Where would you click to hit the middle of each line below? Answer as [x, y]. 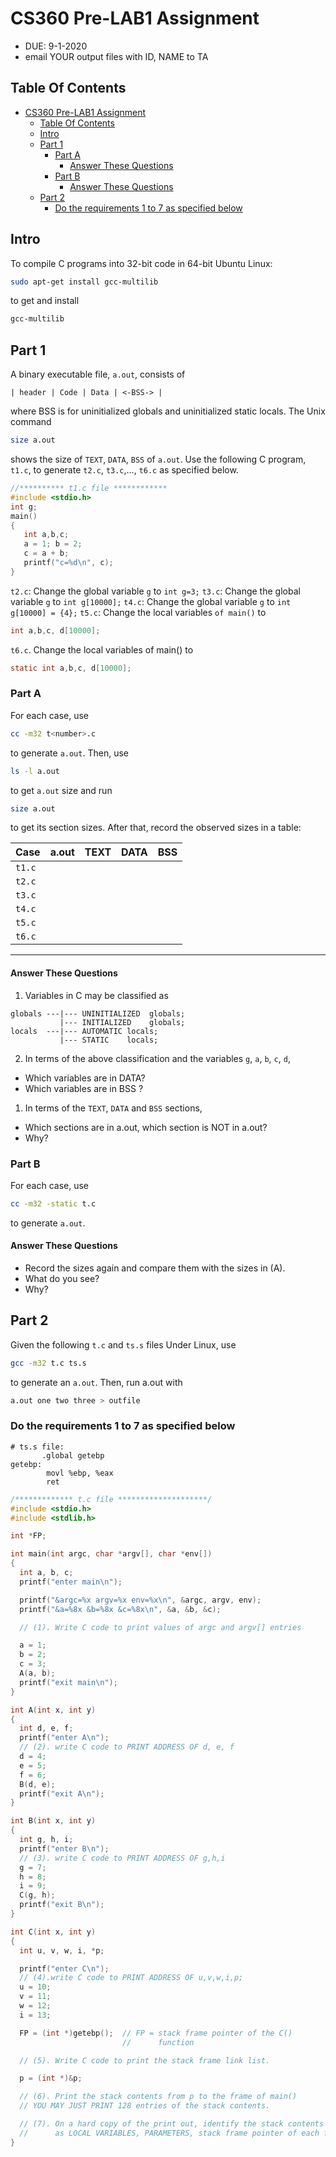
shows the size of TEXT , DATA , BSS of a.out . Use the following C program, [158, 459]
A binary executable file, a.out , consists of [98, 374]
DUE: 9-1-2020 [56, 46]
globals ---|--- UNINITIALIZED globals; [98, 1013]
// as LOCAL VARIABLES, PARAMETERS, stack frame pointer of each [169, 2133]
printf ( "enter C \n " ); [64, 1968]
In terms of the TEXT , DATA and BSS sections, [113, 1108]
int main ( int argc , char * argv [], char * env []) [111, 1554]
